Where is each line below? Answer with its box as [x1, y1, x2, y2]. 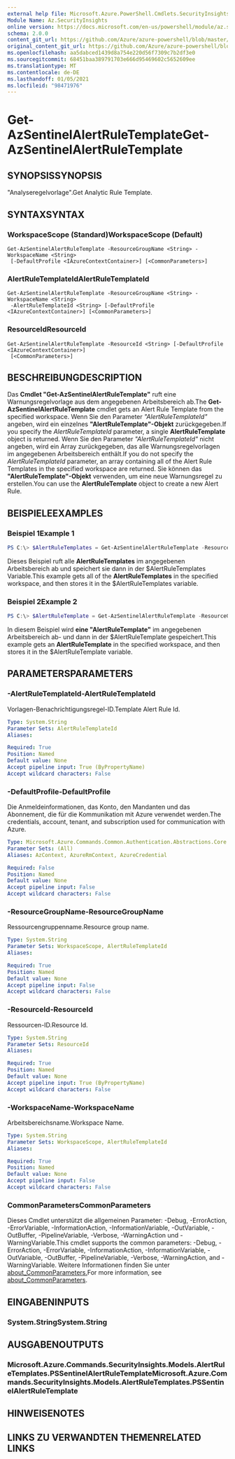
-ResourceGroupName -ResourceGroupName [7, 907, 164, 917]
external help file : [7, 10, 68, 18]
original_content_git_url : [7, 43, 86, 50]
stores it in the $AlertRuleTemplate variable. [7, 648, 133, 656]
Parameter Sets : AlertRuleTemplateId [7, 725, 117, 732]
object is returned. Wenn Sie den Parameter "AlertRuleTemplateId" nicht [7, 435, 215, 444]
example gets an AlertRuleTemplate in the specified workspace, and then [7, 641, 220, 649]
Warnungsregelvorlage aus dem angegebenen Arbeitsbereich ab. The [7, 397, 207, 406]
